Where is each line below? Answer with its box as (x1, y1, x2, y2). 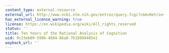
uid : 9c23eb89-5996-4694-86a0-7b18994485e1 (5, 36, 98, 41)
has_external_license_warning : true (5, 17, 82, 22)
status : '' (5, 26, 28, 31)
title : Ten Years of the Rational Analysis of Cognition (5, 31, 127, 36)
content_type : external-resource (5, 7, 75, 13)
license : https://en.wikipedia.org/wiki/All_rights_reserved (5, 21, 136, 27)
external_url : (5, 12, 35, 17)
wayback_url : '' (5, 40, 39, 45)
